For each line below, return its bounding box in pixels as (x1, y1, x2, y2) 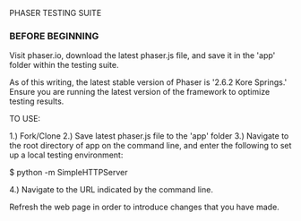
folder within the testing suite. (9, 60, 119, 71)
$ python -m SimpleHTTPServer (9, 167, 128, 178)
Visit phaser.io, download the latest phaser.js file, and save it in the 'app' (9, 50, 276, 61)
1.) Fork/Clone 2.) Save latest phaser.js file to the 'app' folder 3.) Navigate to (9, 131, 289, 141)
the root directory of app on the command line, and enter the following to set (9, 140, 292, 151)
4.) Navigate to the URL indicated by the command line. (9, 184, 213, 195)
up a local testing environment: (9, 149, 124, 160)
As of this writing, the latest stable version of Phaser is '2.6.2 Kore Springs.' (9, 77, 288, 88)
